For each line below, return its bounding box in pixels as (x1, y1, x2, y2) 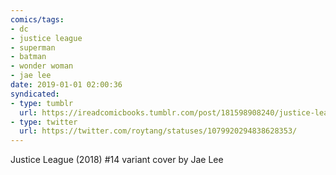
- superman (10, 42, 56, 53)
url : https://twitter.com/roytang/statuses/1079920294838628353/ (19, 126, 298, 136)
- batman (10, 52, 47, 62)
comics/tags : (10, 14, 65, 25)
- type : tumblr (10, 98, 74, 108)
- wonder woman (10, 61, 74, 71)
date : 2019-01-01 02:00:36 (10, 80, 123, 90)
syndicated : (10, 89, 60, 99)
